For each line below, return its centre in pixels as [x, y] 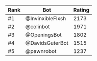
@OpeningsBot [44, 35]
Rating [81, 10]
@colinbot [38, 26]
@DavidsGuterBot [47, 43]
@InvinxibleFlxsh [46, 18]
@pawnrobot [41, 51]
